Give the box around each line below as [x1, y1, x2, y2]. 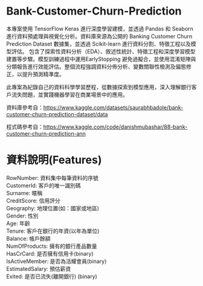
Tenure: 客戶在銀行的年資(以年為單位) [6, 227, 100, 234]
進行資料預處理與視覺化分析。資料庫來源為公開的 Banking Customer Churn [6, 32, 193, 40]
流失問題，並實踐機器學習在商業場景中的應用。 [11, 91, 128, 98]
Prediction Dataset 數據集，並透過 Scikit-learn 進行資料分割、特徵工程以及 [6, 40, 192, 47]
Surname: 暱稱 [6, 189, 43, 196]
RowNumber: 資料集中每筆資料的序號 [6, 174, 98, 181]
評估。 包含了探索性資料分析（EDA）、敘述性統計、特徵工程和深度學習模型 [11, 47, 196, 55]
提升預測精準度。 [22, 70, 65, 78]
